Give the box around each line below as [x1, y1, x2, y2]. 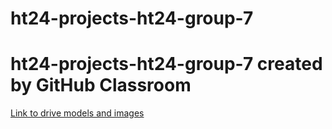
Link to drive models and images [10, 107, 145, 119]
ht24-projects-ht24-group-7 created [10, 53, 323, 76]
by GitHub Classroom [10, 74, 192, 97]
